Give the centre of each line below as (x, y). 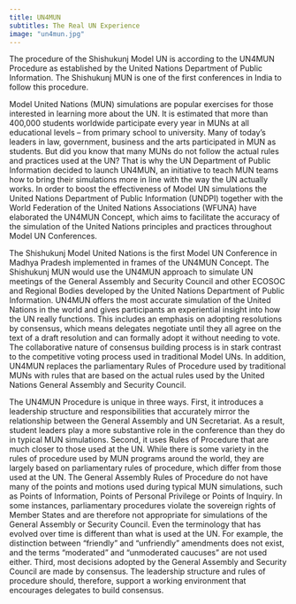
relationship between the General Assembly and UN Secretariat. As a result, (147, 421)
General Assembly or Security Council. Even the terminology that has (135, 524)
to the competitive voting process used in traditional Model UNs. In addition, (148, 357)
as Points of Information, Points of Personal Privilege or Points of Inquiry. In (146, 496)
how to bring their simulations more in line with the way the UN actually (139, 180)
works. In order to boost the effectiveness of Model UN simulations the (138, 189)
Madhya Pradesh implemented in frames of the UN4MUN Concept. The (139, 263)
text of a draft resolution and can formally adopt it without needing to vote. (144, 338)
